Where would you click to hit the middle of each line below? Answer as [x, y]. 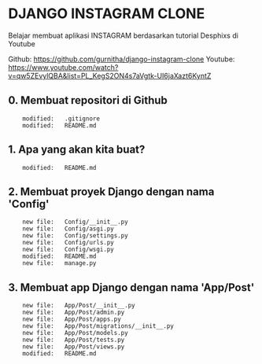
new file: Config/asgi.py [68, 229]
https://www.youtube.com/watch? [63, 67]
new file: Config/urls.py [68, 243]
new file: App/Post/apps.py [72, 319]
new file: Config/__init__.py [75, 222]
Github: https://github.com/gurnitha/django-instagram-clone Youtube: [122, 59]
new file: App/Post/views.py [74, 347]
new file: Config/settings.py [75, 236]
